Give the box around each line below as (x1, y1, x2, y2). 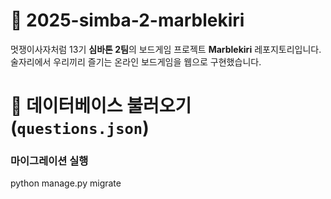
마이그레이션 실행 (10, 154, 89, 168)
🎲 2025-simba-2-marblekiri (10, 9, 245, 32)
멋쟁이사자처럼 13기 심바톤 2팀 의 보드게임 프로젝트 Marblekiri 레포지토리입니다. (10, 43, 322, 55)
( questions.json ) (10, 117, 150, 139)
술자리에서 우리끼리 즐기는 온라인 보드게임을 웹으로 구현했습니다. (10, 55, 262, 68)
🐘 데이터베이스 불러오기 (10, 95, 192, 118)
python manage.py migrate (10, 177, 122, 189)
